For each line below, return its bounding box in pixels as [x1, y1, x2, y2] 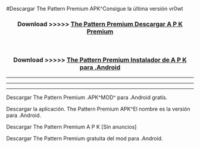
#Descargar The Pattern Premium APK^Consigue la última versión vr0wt [6, 5, 183, 12]
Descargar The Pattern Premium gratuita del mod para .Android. [6, 134, 163, 142]
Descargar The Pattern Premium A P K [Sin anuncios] [6, 123, 137, 130]
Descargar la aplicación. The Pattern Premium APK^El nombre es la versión [6, 105, 190, 112]
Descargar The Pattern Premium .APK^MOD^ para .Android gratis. [6, 94, 168, 101]
